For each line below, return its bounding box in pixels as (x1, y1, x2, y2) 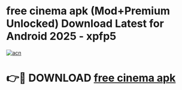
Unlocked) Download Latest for (6, 17, 165, 30)
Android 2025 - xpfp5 (6, 30, 117, 43)
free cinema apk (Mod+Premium (6, 4, 171, 18)
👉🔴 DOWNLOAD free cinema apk (6, 72, 176, 85)
